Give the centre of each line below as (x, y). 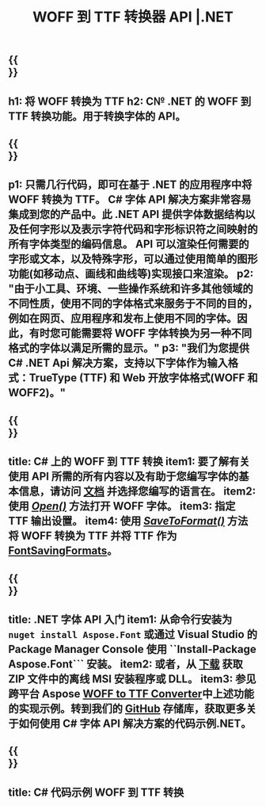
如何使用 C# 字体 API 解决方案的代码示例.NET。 (135, 723)
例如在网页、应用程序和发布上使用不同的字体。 (123, 319)
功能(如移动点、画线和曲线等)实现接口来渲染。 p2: (131, 274)
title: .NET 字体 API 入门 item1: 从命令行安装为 (120, 619)
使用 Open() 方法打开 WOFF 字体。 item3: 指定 (122, 506)
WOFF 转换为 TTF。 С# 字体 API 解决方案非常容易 (130, 200)
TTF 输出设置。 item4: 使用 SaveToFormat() (117, 521)
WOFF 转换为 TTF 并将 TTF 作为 (99, 536)
